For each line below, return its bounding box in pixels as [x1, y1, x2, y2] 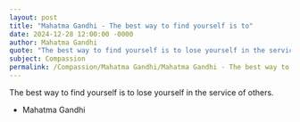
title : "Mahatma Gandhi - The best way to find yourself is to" [9, 21, 254, 30]
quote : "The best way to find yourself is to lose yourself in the [9, 46, 266, 55]
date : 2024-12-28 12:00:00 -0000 [9, 29, 134, 38]
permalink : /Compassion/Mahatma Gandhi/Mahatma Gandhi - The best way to [9, 63, 290, 72]
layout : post [9, 12, 58, 22]
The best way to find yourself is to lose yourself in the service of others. [9, 86, 274, 98]
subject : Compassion [9, 54, 87, 63]
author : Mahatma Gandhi [9, 37, 98, 47]
